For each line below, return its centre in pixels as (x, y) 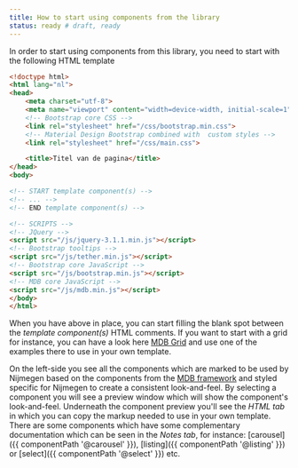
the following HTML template (62, 60)
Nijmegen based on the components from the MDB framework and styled (143, 378)
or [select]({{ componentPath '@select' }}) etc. (95, 454)
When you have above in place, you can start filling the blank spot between (146, 323)
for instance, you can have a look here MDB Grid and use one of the (133, 342)
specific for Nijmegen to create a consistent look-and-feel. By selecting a (143, 388)
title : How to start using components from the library (114, 17)
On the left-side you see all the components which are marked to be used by (149, 369)
